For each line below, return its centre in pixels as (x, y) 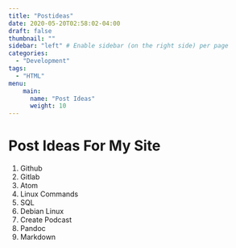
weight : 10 (48, 106)
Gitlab (30, 177)
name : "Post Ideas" (62, 99)
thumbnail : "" (32, 38)
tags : (17, 69)
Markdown (38, 237)
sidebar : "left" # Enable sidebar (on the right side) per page (118, 46)
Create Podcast (46, 220)
